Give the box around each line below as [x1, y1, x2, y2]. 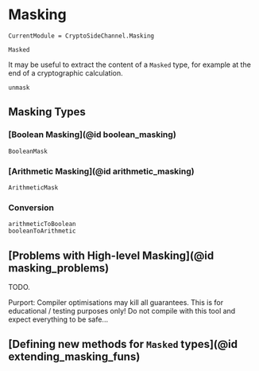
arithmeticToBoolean [8, 221, 77, 228]
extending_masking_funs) [8, 350, 141, 364]
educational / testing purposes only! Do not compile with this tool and [8, 307, 236, 316]
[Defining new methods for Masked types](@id [8, 338, 238, 351]
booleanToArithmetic [8, 227, 77, 236]
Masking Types [8, 105, 86, 119]
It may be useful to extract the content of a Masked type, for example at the [8, 60, 252, 69]
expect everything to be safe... [8, 314, 109, 324]
